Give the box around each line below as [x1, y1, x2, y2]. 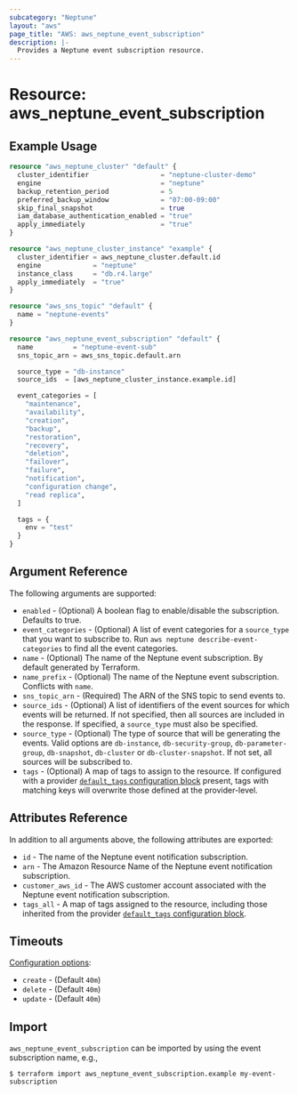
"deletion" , [25, 449, 69, 458]
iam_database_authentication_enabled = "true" [17, 212, 193, 221]
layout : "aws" [9, 21, 62, 30]
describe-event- [197, 635, 258, 644]
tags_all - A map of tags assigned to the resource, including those [21, 898, 269, 909]
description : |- [9, 37, 69, 47]
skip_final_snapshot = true [17, 204, 185, 213]
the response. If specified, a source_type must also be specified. [21, 718, 259, 729]
